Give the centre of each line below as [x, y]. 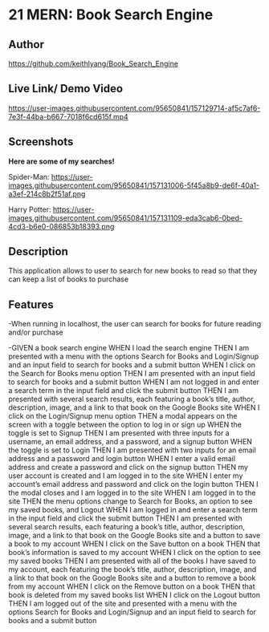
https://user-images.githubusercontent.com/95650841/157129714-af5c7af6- [134, 108]
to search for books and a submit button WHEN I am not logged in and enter [134, 382]
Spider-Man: [29, 176]
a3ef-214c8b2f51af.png [47, 193]
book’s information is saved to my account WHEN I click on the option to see [134, 553]
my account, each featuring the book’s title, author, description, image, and [132, 569]
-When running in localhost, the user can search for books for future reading [135, 324]
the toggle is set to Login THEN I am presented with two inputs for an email [132, 450]
